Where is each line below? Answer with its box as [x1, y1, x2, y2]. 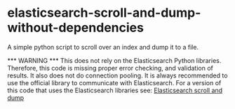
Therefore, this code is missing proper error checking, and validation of [7, 64, 214, 72]
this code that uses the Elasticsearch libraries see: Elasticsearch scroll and [7, 86, 223, 94]
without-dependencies [7, 20, 144, 36]
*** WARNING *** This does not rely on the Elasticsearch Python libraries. [7, 56, 222, 64]
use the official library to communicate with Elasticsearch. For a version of [7, 78, 222, 87]
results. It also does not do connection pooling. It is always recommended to [7, 71, 228, 80]
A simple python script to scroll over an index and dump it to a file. [7, 43, 199, 51]
